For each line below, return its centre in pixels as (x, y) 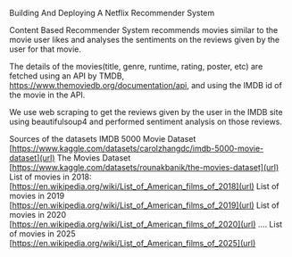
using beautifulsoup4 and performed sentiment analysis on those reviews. (146, 121)
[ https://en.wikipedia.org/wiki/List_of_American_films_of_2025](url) (133, 243)
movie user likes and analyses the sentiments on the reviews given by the (144, 40)
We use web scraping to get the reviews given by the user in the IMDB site (146, 112)
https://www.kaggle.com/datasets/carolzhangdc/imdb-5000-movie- (138, 148)
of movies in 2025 (42, 234)
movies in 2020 (38, 215)
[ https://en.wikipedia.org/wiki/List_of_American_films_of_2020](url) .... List (146, 224)
